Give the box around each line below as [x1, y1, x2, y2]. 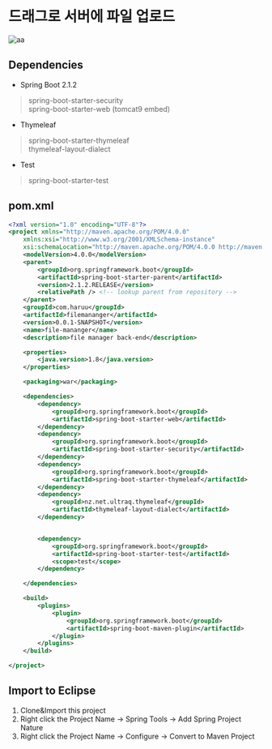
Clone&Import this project [19, 705, 106, 715]
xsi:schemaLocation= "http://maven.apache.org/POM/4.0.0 [23, 243, 216, 251]
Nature [19, 722, 44, 732]
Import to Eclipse [8, 684, 96, 698]
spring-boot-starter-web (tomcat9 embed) [28, 104, 171, 113]
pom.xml [8, 199, 54, 213]
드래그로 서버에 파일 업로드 [8, 7, 176, 26]
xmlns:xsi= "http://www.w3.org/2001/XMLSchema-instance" [23, 236, 216, 244]
